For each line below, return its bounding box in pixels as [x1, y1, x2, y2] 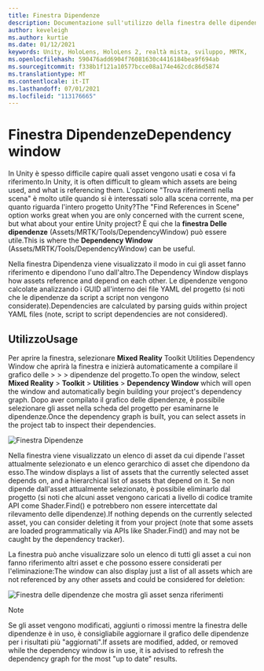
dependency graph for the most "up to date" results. [8, 654, 178, 663]
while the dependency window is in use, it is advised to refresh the [8, 646, 224, 654]
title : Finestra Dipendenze [8, 11, 101, 20]
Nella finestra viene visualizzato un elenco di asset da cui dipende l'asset [8, 450, 245, 460]
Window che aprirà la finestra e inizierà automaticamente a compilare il [8, 361, 238, 371]
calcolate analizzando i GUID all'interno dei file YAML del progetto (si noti [8, 284, 245, 294]
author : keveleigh [8, 26, 68, 34]
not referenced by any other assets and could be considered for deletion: [8, 575, 245, 584]
